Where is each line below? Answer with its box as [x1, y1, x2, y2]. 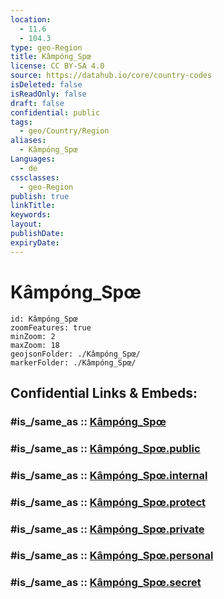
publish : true [10, 191, 70, 201]
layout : [10, 219, 43, 230]
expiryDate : [10, 237, 60, 248]
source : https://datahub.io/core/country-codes [10, 71, 213, 81]
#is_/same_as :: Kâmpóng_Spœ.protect [10, 495, 207, 509]
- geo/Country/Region [19, 126, 110, 136]
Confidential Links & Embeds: [10, 384, 198, 401]
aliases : [10, 136, 47, 146]
